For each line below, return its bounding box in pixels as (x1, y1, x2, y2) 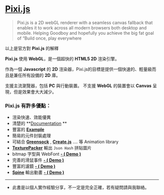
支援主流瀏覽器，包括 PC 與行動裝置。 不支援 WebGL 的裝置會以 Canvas (5, 82, 152, 89)
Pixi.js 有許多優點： (5, 102, 51, 109)
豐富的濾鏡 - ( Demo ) (12, 163, 56, 170)
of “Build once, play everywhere (17, 35, 82, 41)
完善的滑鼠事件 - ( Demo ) (12, 157, 64, 163)
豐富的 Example (12, 126, 45, 133)
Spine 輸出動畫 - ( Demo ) (12, 170, 64, 175)
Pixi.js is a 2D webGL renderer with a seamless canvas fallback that (17, 20, 153, 25)
